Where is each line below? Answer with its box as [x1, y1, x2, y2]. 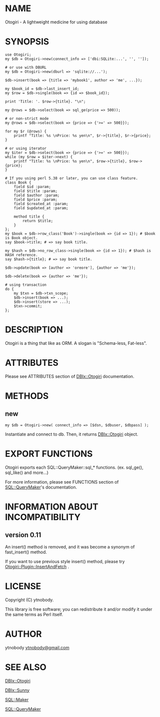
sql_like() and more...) [5, 470, 49, 475]
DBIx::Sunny [5, 687, 30, 693]
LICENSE [5, 581, 41, 592]
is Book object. [5, 235, 38, 240]
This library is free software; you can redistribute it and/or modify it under [5, 606, 153, 612]
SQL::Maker [5, 697, 29, 702]
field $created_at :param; [14, 201, 69, 206]
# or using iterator [5, 146, 47, 151]
